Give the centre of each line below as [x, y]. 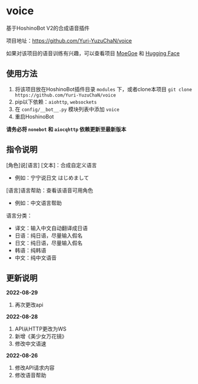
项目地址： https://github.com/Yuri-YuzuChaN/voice [69, 40]
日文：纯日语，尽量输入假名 [49, 243]
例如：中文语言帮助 [38, 203]
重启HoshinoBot [34, 116]
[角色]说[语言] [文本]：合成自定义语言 [52, 165]
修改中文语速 [30, 344]
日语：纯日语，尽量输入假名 [49, 235]
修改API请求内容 [35, 368]
